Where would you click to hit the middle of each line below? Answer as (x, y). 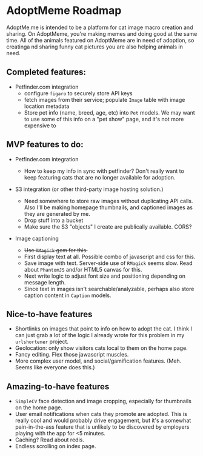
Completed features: (46, 72)
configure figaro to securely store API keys (78, 93)
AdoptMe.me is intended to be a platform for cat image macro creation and (100, 27)
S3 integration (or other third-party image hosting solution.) (89, 189)
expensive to (40, 126)
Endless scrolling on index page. (55, 446)
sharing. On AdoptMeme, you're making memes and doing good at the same (102, 33)
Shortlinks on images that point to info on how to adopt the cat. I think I (103, 329)
